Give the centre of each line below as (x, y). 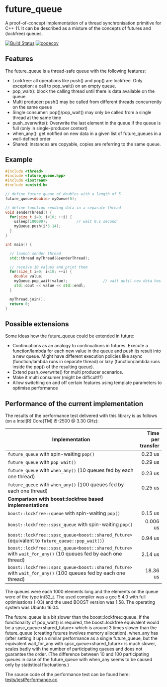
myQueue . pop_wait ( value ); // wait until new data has (88, 281)
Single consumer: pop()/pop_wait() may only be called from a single (82, 112)
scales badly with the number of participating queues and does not (74, 649)
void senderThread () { (29, 212)
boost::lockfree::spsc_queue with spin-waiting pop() (70, 525)
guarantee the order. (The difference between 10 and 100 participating (77, 654)
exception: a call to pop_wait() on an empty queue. (64, 86)
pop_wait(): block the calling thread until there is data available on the (83, 91)
